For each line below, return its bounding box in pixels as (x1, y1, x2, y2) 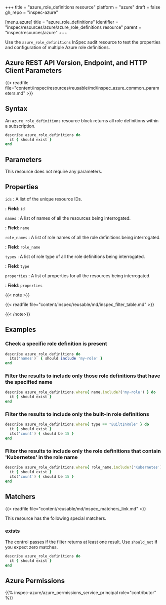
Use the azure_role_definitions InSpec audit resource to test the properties (5, 39, 161, 45)
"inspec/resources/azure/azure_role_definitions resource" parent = (5, 24, 142, 30)
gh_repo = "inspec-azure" (5, 9, 58, 15)
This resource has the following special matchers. (5, 515, 106, 521)
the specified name (5, 379, 53, 386)
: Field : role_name (5, 244, 41, 250)
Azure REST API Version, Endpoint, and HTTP (5, 59, 147, 67)
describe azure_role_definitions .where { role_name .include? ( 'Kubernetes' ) (5, 465, 163, 470)
